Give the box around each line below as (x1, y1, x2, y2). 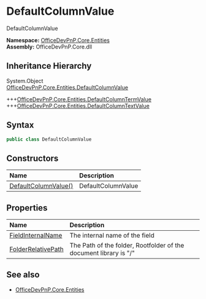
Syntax (6, 120, 34, 130)
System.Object (6, 77, 44, 84)
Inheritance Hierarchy (6, 61, 92, 71)
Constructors (6, 153, 59, 163)
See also (6, 270, 40, 280)
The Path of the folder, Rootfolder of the (69, 241, 185, 250)
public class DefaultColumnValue (6, 136, 92, 142)
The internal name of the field (69, 231, 154, 240)
